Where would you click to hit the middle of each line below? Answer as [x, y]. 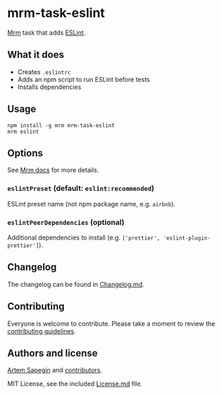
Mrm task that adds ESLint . [47, 33]
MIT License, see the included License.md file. [75, 384]
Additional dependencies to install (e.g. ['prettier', [84, 237]
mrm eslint [23, 131]
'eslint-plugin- [187, 238]
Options [25, 153]
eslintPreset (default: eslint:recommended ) [81, 189]
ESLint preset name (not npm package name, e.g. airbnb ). [92, 204]
